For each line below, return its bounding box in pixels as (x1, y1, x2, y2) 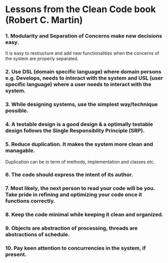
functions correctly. (5, 198, 56, 205)
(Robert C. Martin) (5, 14, 83, 26)
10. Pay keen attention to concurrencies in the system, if (5, 245, 146, 252)
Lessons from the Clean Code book (5, 4, 156, 15)
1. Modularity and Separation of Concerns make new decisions (5, 32, 162, 40)
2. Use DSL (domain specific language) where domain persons (5, 68, 162, 76)
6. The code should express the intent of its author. (5, 171, 133, 178)
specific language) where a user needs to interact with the (5, 81, 152, 88)
